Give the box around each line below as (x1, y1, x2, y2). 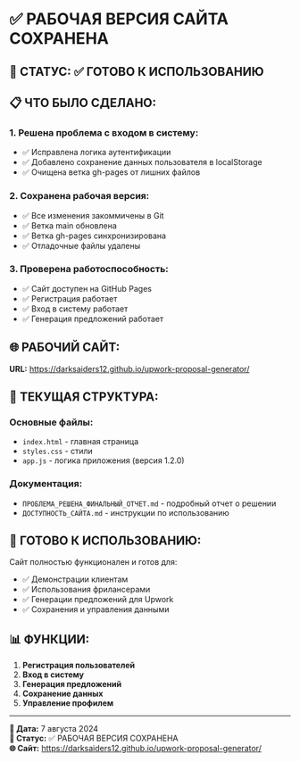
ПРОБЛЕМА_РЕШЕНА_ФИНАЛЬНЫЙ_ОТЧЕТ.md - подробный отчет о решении (21, 498, 277, 509)
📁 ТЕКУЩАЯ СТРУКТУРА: (9, 389, 159, 405)
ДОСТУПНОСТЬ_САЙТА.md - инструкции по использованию (21, 507, 229, 518)
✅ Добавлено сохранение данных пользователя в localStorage (21, 157, 262, 168)
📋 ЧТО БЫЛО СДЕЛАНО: (9, 95, 157, 111)
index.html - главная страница (21, 436, 139, 447)
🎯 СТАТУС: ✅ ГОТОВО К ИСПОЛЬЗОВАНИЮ (9, 63, 264, 79)
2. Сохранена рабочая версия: (9, 190, 150, 203)
